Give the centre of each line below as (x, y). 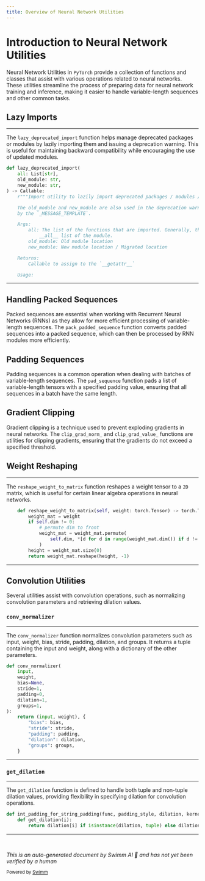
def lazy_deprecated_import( (43, 169)
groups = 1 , (30, 706)
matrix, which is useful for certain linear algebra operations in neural (92, 493)
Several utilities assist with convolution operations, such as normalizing (96, 595)
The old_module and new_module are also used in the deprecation (102, 208)
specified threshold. (31, 447)
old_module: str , (39, 180)
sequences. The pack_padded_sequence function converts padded (105, 327)
